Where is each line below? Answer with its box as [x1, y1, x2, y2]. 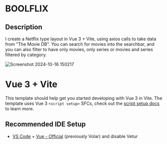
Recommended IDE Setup [5, 120, 86, 129]
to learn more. [5, 105, 34, 112]
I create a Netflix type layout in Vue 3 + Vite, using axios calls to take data [5, 36, 157, 42]
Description [5, 23, 42, 31]
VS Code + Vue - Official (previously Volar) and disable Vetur [12, 133, 138, 139]
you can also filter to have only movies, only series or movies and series [5, 47, 153, 52]
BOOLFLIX [5, 3, 49, 14]
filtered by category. [5, 52, 47, 58]
